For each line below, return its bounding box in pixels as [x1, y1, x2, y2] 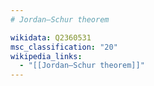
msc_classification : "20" [10, 42, 118, 52]
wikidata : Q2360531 [10, 32, 92, 43]
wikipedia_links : [10, 51, 83, 61]
